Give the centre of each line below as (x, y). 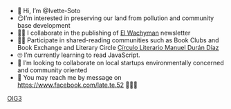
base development (44, 25)
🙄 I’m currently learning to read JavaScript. (78, 55)
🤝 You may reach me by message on (69, 77)
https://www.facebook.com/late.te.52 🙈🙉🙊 (77, 85)
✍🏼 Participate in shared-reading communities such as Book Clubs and (118, 40)
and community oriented (52, 70)
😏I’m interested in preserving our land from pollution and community (115, 18)
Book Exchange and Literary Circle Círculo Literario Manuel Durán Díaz (118, 48)
